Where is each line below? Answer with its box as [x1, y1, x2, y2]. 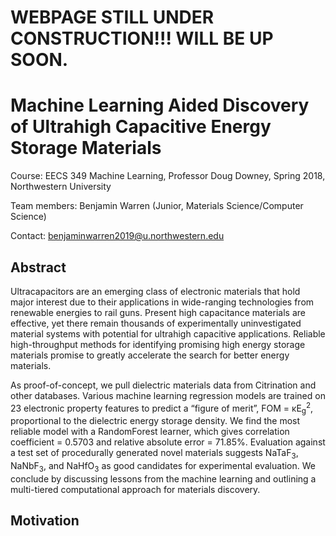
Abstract [10, 259, 67, 276]
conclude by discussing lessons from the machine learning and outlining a [10, 472, 317, 485]
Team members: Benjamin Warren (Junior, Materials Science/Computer [10, 200, 304, 212]
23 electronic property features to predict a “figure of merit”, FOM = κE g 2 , [10, 400, 314, 416]
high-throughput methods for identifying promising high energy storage [10, 338, 306, 350]
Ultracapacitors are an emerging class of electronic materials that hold [10, 285, 301, 297]
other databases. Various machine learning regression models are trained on [10, 389, 326, 401]
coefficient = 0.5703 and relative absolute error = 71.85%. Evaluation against [10, 436, 326, 448]
